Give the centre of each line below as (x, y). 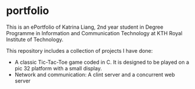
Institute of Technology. (35, 39)
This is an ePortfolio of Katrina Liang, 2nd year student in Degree (85, 27)
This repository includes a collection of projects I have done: (80, 50)
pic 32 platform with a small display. (58, 68)
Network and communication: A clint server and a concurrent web (95, 74)
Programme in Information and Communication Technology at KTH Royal (94, 33)
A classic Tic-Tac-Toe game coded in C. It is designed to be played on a (102, 62)
